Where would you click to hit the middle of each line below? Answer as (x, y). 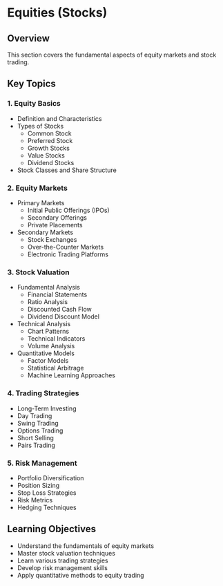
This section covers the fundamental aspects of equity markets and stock (112, 55)
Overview (29, 38)
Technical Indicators (56, 339)
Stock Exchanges (52, 239)
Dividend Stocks (51, 162)
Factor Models (48, 361)
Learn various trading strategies (62, 560)
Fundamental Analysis (49, 287)
